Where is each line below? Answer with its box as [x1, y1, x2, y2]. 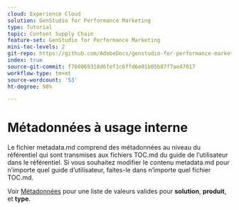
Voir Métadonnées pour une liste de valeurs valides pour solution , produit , [7, 187, 227, 196]
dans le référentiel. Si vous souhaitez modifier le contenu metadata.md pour [7, 158, 230, 167]
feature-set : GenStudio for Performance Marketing [7, 37, 161, 44]
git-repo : [7, 50, 37, 57]
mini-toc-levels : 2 [7, 43, 65, 50]
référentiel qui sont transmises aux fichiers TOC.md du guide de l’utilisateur [7, 150, 229, 160]
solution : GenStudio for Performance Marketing [7, 17, 152, 24]
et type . [7, 194, 31, 203]
